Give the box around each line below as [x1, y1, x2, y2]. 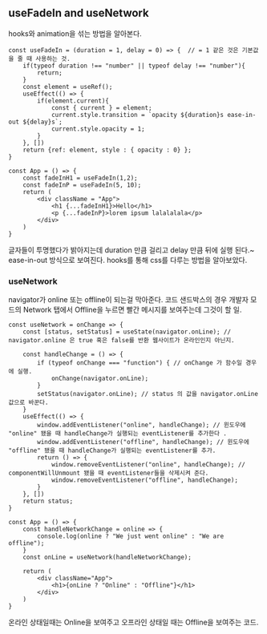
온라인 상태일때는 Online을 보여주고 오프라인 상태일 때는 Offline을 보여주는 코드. [8, 617, 259, 628]
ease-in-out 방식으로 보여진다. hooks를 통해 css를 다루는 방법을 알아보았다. [8, 255, 248, 265]
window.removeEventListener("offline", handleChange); [51, 476, 239, 484]
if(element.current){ [37, 96, 110, 105]
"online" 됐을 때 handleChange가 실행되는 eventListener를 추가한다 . [8, 430, 227, 438]
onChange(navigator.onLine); [51, 374, 149, 383]
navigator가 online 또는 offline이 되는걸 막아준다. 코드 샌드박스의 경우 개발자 [8, 295, 249, 305]
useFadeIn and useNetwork [8, 6, 150, 20]
